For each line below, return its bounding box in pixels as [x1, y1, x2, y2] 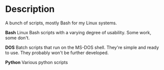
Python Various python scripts [5, 59, 68, 65]
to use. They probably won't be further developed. [5, 50, 109, 56]
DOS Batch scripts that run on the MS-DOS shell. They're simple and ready [5, 44, 160, 50]
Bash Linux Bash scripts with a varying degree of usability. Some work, [5, 29, 152, 35]
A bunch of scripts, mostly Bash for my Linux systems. [5, 20, 117, 26]
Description [5, 3, 55, 15]
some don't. [5, 35, 30, 41]
